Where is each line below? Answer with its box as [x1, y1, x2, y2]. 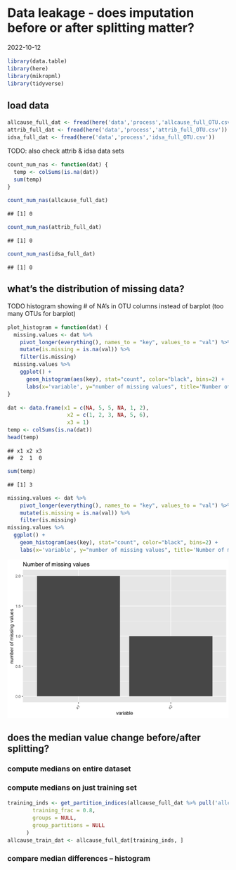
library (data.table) [7, 58, 68, 65]
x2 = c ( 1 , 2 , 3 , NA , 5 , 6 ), [67, 412, 150, 419]
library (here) [7, 65, 49, 72]
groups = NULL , [32, 814, 77, 821]
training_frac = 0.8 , [32, 807, 96, 814]
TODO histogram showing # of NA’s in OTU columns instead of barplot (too [7, 301, 224, 310]
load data [7, 99, 49, 111]
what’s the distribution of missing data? [7, 283, 185, 295]
